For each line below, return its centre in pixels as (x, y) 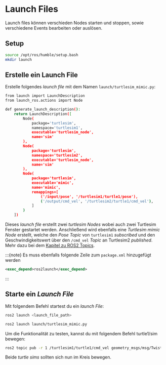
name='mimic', (46, 187)
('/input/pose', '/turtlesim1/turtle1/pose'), (89, 197)
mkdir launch (19, 60)
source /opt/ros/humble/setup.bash (42, 55)
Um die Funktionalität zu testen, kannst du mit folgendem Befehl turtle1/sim (81, 333)
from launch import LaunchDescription (45, 96)
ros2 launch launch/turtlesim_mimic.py (46, 324)
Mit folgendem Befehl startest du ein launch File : (55, 306)
